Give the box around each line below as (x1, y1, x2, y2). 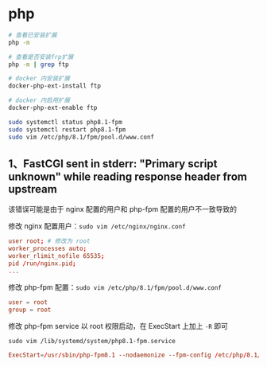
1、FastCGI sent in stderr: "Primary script (8, 157, 218, 170)
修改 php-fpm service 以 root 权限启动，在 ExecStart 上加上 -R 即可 (8, 321, 228, 330)
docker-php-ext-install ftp (8, 82, 102, 90)
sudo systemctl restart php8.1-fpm (8, 125, 126, 134)
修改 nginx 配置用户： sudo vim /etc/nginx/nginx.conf (8, 221, 186, 231)
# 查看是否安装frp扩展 (8, 53, 74, 61)
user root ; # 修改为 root (8, 237, 91, 245)
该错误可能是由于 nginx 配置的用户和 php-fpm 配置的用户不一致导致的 (8, 205, 237, 214)
